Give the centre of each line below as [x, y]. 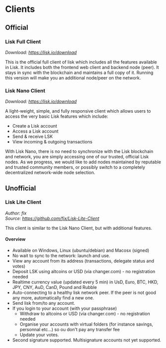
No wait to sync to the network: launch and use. [61, 256]
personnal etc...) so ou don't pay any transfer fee [70, 330]
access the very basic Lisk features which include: [57, 116]
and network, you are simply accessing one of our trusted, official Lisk [77, 157]
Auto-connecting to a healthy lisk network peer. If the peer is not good [84, 293]
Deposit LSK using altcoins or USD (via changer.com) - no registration [84, 272]
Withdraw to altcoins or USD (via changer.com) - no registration [85, 314]
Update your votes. [39, 335]
